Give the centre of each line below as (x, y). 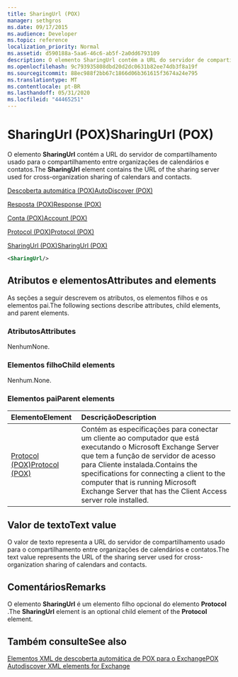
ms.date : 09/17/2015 (38, 27)
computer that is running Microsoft (139, 482)
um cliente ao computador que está (140, 438)
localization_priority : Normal (53, 47)
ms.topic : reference (38, 40)
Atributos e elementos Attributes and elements (112, 281)
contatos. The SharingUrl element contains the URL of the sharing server (113, 169)
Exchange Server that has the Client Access (154, 491)
